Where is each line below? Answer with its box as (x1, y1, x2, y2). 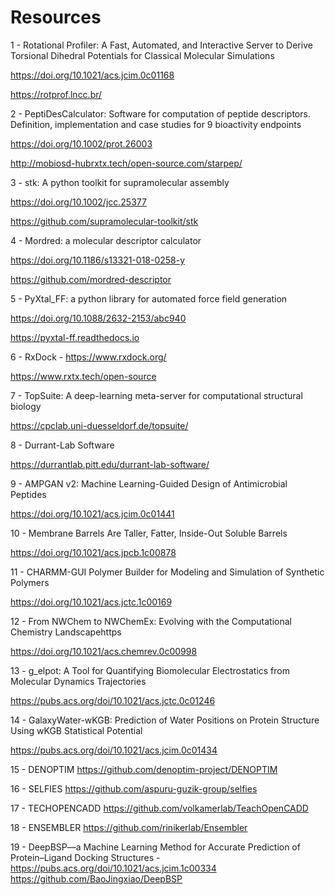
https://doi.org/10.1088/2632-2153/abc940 (10, 312, 187, 324)
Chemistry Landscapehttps (10, 626, 122, 638)
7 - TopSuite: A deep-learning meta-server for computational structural (10, 389, 303, 401)
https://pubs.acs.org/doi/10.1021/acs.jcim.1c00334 (10, 862, 217, 874)
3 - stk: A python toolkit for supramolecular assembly (10, 176, 230, 188)
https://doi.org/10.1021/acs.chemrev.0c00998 (10, 645, 198, 657)
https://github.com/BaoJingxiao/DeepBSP (10, 872, 183, 885)
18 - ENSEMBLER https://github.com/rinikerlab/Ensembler (10, 821, 248, 833)
